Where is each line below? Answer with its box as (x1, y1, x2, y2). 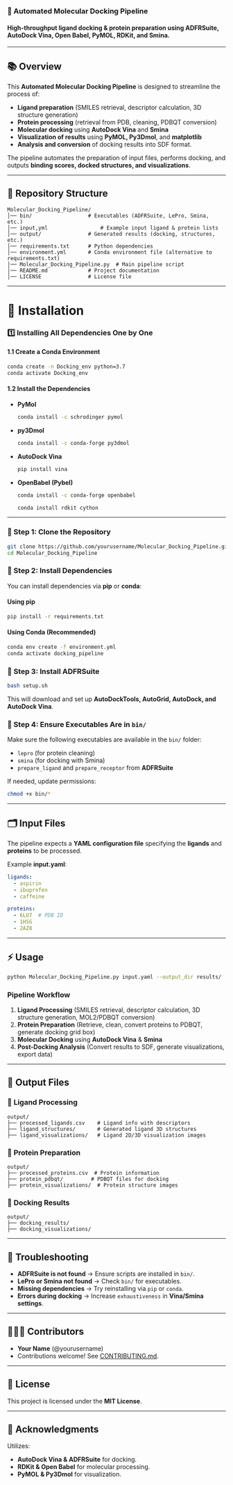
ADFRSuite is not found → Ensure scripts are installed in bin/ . (17, 1269, 196, 1278)
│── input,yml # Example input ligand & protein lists (7, 224, 218, 232)
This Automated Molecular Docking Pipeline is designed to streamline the (7, 82, 221, 90)
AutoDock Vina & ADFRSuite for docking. (17, 1455, 137, 1463)
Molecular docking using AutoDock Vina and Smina (17, 125, 169, 134)
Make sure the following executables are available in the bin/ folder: (7, 735, 202, 744)
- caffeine (13, 893, 45, 900)
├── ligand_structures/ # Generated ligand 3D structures (7, 1125, 197, 1132)
